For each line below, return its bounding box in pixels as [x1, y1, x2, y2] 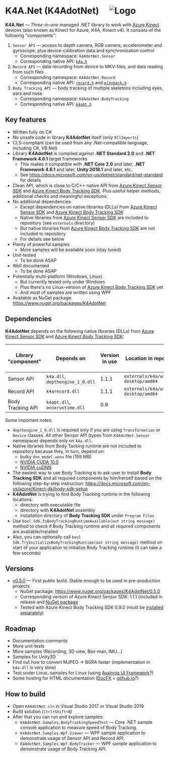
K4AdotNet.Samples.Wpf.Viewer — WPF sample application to [20, 730, 146, 736]
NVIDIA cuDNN [20, 464, 52, 470]
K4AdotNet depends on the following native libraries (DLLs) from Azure [5, 328, 154, 334]
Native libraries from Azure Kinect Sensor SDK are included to [20, 214, 149, 220]
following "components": [5, 32, 57, 38]
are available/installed [12, 528, 58, 535]
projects [12, 583, 30, 589]
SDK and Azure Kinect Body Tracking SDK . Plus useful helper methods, [12, 188, 161, 194]
